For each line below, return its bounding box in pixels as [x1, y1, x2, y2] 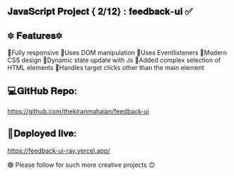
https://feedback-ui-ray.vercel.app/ [7, 146, 110, 155]
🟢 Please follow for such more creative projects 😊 [7, 160, 156, 169]
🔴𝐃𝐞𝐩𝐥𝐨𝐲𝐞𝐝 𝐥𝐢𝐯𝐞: [7, 127, 77, 140]
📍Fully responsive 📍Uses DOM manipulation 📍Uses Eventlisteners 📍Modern [7, 49, 228, 57]
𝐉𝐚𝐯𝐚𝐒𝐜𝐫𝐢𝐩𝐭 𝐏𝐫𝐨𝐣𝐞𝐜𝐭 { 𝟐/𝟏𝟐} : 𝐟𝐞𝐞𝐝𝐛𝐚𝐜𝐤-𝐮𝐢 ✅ [7, 6, 193, 18]
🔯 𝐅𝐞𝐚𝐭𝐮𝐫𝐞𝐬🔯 [7, 30, 62, 42]
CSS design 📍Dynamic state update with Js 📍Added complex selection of [7, 56, 221, 64]
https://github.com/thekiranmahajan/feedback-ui [7, 107, 150, 116]
